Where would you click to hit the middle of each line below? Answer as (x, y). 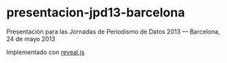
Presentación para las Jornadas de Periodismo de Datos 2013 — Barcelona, (113, 32)
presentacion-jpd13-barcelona (96, 13)
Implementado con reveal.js (46, 52)
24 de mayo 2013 (31, 38)
